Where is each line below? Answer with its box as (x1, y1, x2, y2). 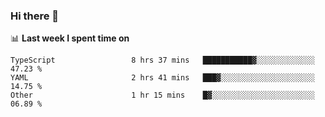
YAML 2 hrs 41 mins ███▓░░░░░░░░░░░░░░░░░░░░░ (10, 73, 315, 83)
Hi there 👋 (10, 9, 60, 23)
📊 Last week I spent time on (10, 32, 130, 44)
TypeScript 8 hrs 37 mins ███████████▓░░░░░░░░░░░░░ (10, 55, 315, 66)
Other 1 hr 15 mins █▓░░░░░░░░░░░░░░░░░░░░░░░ (10, 90, 315, 101)
